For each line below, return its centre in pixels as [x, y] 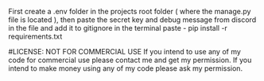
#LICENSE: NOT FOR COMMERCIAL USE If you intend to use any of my [124, 52]
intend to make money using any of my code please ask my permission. [126, 68]
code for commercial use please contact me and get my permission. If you [130, 60]
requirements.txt [35, 36]
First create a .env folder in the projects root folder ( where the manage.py [130, 11]
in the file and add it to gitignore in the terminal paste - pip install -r [118, 28]
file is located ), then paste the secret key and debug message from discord [132, 20]
